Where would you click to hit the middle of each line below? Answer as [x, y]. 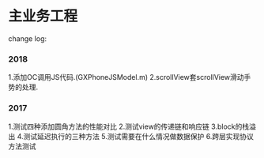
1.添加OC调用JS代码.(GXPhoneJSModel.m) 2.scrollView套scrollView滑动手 [130, 77]
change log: [28, 38]
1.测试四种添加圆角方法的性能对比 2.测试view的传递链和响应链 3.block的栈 [129, 126]
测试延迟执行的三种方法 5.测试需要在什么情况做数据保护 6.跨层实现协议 [139, 136]
